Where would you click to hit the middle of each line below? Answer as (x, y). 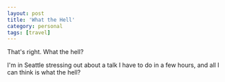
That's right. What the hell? (45, 52)
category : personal (35, 26)
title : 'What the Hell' (41, 20)
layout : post (26, 13)
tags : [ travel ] (29, 32)
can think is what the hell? (44, 72)
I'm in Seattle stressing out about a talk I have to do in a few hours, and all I (113, 65)
